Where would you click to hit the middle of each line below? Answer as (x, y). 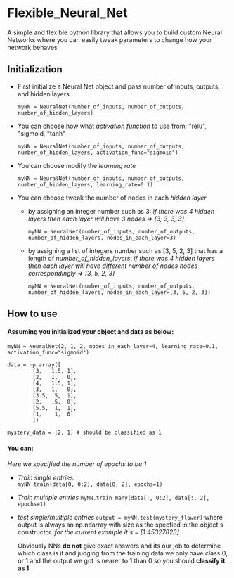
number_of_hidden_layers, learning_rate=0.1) (85, 184)
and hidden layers (44, 94)
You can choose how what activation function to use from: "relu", (112, 126)
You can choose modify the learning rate (77, 165)
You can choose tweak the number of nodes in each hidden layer (112, 198)
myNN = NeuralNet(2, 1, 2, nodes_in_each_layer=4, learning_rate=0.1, (113, 347)
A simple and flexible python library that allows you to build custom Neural (115, 32)
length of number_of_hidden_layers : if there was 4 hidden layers (121, 258)
